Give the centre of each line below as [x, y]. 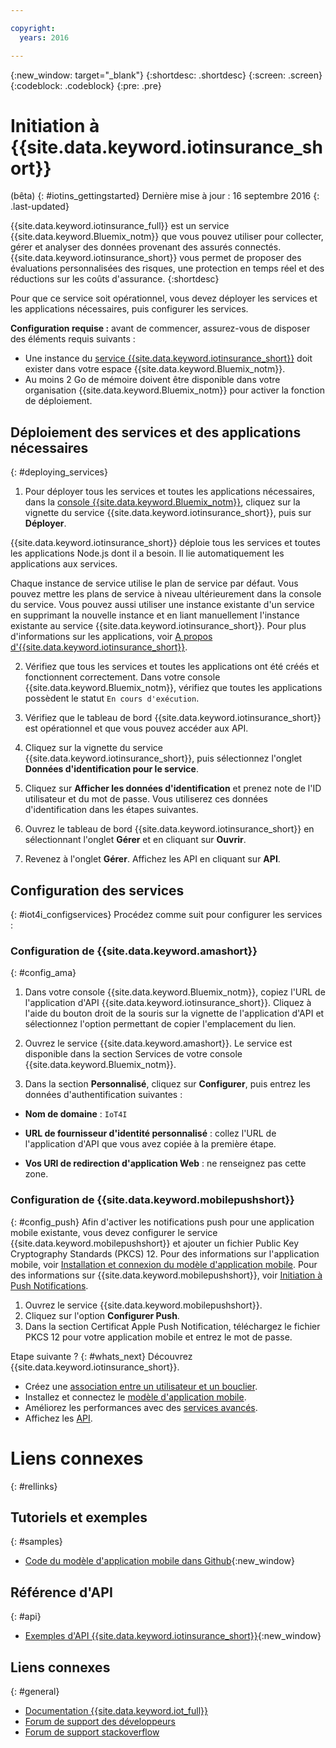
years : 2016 [44, 37]
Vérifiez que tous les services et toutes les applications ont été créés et [172, 667]
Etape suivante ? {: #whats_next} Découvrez [101, 1356]
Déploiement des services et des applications [156, 432]
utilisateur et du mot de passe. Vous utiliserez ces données [146, 799]
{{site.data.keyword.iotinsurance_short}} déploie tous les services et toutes [165, 543]
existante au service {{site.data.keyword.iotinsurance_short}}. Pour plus [158, 626]
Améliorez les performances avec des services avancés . [141, 1407]
